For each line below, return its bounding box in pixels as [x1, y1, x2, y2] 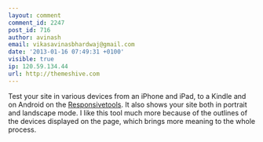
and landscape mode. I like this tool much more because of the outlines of [8, 107, 248, 118]
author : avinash [8, 33, 61, 42]
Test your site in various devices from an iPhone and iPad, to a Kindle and [8, 91, 247, 100]
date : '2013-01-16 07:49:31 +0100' [8, 48, 125, 56]
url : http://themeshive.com [8, 70, 100, 78]
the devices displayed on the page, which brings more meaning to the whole [8, 116, 256, 126]
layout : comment [8, 11, 61, 20]
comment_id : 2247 [8, 19, 65, 27]
